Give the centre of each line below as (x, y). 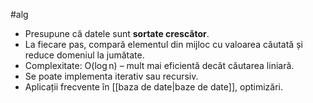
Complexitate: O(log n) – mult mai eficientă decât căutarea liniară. (159, 65)
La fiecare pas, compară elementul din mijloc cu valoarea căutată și (163, 44)
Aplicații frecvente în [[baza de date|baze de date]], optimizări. (154, 87)
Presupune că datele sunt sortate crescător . (117, 33)
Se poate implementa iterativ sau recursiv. (111, 76)
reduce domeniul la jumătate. (84, 55)
